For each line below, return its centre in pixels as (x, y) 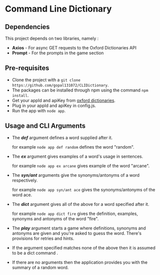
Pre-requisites (27, 68)
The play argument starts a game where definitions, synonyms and (79, 228)
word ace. (22, 195)
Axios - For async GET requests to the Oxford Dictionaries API (74, 48)
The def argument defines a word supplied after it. (62, 137)
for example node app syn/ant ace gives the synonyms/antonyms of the (84, 189)
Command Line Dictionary (58, 9)
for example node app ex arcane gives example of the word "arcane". (81, 166)
